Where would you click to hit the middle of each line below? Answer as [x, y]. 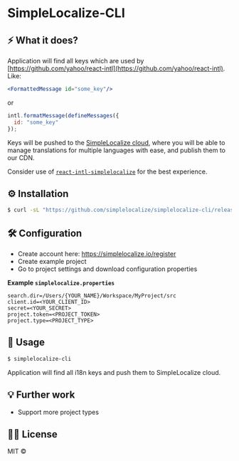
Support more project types [58, 412]
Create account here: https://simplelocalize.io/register [97, 254]
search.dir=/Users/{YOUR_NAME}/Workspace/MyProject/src [92, 296]
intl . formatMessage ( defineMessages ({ [63, 115]
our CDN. [21, 157]
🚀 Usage [26, 343]
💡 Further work [41, 395]
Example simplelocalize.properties [61, 283]
